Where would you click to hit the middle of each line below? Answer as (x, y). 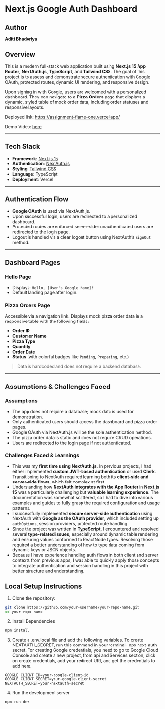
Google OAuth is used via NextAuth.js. (51, 211)
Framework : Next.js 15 (35, 158)
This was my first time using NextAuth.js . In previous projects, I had (82, 466)
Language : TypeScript (35, 174)
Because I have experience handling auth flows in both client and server (85, 555)
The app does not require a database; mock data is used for (73, 412)
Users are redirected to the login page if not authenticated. (72, 443)
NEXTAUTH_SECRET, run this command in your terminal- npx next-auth (84, 645)
